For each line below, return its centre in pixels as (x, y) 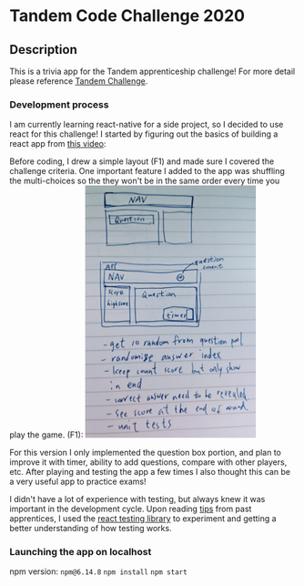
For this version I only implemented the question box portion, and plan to (146, 452)
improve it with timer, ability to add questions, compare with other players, (148, 462)
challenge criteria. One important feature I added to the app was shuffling (147, 171)
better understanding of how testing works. (91, 528)
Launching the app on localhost (81, 551)
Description (43, 50)
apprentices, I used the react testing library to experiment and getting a (143, 518)
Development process (59, 104)
